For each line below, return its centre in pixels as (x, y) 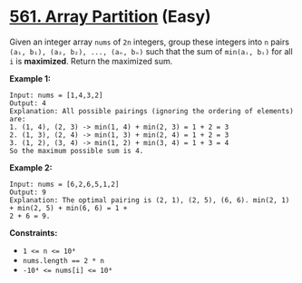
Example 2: (31, 167)
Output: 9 (28, 192)
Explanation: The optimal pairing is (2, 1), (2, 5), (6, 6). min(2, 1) (150, 200)
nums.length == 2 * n (63, 260)
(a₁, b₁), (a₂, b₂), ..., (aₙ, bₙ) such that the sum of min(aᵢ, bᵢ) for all (151, 51)
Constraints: (34, 232)
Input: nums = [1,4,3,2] (56, 95)
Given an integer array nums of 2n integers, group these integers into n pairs (150, 42)
